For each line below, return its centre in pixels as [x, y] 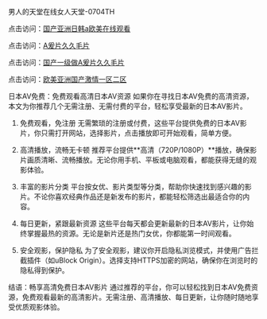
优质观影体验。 [39, 307]
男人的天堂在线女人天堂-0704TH [62, 12]
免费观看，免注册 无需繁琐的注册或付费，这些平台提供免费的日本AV [130, 123]
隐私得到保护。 [44, 270]
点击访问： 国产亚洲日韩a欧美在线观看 [70, 29]
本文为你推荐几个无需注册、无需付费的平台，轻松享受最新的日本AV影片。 [128, 106]
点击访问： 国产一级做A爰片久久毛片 [66, 62]
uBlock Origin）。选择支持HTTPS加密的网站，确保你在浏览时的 [156, 260]
